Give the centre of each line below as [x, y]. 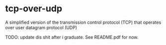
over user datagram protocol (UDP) [41, 27]
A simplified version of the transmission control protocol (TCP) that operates [83, 22]
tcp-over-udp [34, 9]
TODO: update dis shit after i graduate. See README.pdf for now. [72, 37]
